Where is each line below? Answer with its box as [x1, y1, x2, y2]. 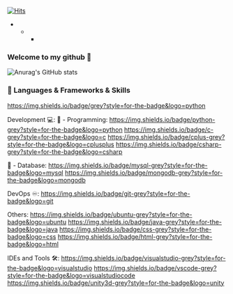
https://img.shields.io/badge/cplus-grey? [107, 132, 225, 141]
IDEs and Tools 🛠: [7, 254, 60, 262]
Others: [7, 210, 29, 219]
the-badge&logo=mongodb [7, 176, 86, 184]
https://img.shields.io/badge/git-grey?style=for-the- [40, 189, 190, 198]
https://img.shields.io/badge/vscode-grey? [93, 263, 218, 272]
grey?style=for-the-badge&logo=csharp [7, 147, 123, 156]
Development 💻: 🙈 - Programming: [7, 115, 108, 123]
